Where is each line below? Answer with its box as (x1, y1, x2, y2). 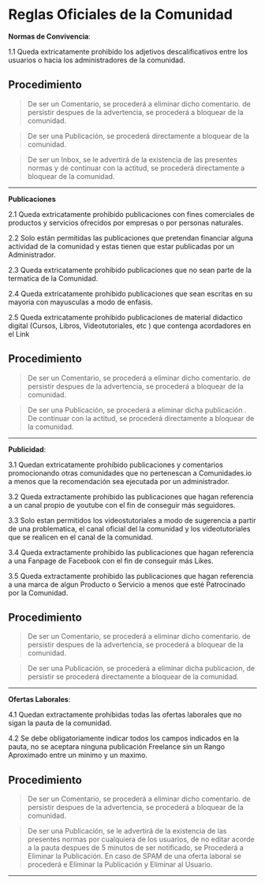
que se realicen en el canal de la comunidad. (8, 532, 154, 542)
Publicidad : (8, 444, 47, 454)
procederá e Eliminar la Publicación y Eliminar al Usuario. (27, 860, 213, 869)
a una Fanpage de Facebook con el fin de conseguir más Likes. (8, 556, 214, 565)
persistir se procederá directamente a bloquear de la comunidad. (27, 672, 239, 681)
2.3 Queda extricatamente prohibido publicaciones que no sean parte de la (8, 265, 252, 274)
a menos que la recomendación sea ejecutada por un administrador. (8, 476, 230, 486)
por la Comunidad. (8, 587, 69, 597)
